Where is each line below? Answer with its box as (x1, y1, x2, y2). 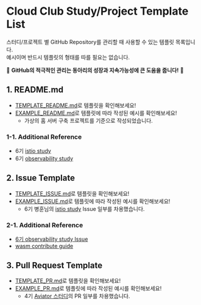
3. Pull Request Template (6, 260, 102, 270)
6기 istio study (15, 147, 52, 155)
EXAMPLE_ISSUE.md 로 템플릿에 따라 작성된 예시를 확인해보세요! (15, 197, 171, 205)
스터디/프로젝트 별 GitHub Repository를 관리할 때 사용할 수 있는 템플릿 (6, 38, 175, 45)
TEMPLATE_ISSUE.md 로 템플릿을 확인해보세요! (15, 189, 130, 197)
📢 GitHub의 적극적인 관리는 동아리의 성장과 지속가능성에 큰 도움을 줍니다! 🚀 (6, 66, 184, 74)
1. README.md (6, 84, 64, 95)
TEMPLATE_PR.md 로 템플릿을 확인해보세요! (15, 277, 121, 284)
